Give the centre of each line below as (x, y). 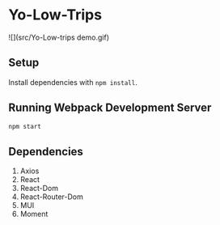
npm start (25, 126)
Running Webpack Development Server (110, 108)
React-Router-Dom (51, 197)
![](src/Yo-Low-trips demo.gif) (59, 37)
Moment (34, 214)
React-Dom (39, 189)
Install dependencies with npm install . (73, 82)
